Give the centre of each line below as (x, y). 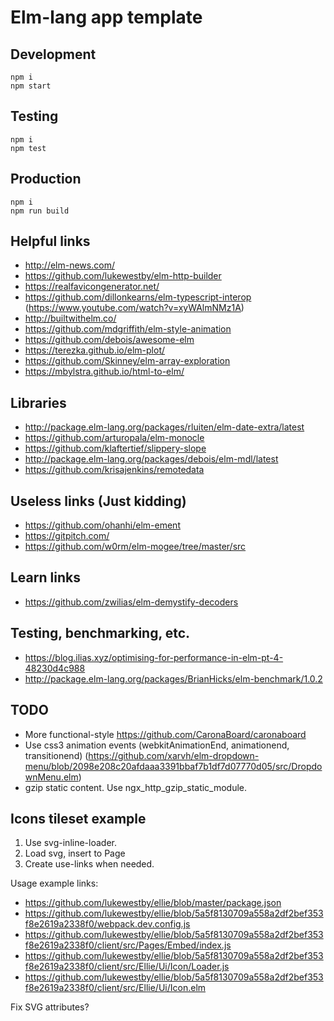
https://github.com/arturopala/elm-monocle (114, 438)
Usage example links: (54, 883)
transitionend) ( (56, 755)
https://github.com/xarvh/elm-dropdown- (174, 755)
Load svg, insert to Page (75, 853)
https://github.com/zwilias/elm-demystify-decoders (131, 602)
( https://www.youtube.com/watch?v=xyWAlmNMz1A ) (134, 308)
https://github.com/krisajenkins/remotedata (114, 470)
